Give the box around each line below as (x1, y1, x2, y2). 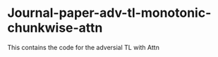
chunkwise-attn (7, 20, 103, 36)
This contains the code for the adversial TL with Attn (7, 43, 160, 51)
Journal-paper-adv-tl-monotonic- (7, 5, 212, 21)
